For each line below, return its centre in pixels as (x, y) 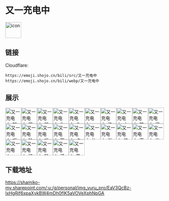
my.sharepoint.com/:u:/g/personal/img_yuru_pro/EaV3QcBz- (68, 188)
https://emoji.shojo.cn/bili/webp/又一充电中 (52, 81)
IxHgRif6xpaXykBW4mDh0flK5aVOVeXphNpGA (55, 193)
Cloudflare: (17, 65)
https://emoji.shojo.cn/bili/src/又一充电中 (51, 75)
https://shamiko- (23, 182)
